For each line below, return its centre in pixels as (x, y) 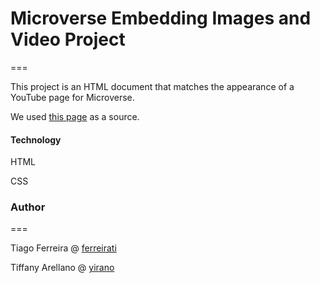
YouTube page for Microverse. (72, 97)
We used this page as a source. (75, 116)
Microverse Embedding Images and (161, 18)
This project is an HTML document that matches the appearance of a (152, 86)
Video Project (68, 39)
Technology (36, 139)
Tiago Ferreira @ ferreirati (63, 248)
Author (28, 207)
